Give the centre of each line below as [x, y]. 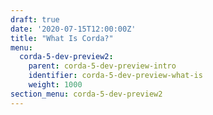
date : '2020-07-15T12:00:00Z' [73, 29]
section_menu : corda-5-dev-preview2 [86, 94]
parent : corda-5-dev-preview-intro [102, 66]
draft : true [35, 19]
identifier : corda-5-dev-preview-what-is [115, 76]
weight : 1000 [55, 85]
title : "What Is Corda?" [62, 38]
